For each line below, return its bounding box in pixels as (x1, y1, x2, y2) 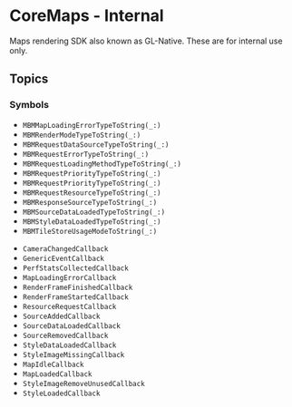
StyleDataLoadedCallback (22, 341, 117, 350)
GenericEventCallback (22, 254, 104, 263)
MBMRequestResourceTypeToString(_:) (22, 188, 161, 198)
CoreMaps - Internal (9, 5, 165, 26)
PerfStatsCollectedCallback (22, 264, 129, 273)
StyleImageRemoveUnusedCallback (22, 379, 145, 388)
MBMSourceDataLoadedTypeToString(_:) (22, 208, 166, 217)
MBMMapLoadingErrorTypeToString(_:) (22, 121, 161, 130)
